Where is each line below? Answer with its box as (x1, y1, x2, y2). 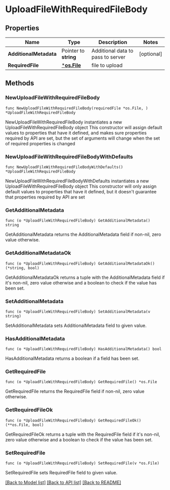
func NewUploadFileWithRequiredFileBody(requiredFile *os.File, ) (5, 105, 148, 111)
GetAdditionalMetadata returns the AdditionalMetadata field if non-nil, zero (5, 231, 161, 237)
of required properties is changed (5, 140, 75, 146)
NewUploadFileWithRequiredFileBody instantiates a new (5, 119, 122, 125)
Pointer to (61, 47, 85, 54)
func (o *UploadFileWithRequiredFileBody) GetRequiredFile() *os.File (5, 380, 157, 385)
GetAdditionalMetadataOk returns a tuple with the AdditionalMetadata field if (5, 274, 165, 280)
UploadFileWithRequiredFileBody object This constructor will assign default (5, 124, 162, 130)
